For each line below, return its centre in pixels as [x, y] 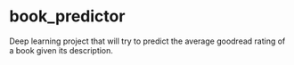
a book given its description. [61, 50]
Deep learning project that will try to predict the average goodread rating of [147, 41]
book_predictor [67, 16]
